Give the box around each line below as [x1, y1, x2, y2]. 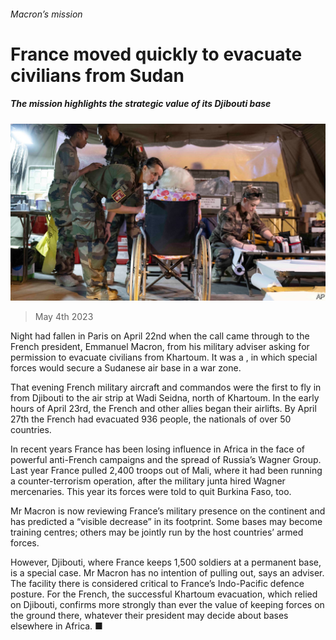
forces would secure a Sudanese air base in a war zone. [10, 362, 242, 374]
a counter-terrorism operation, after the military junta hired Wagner [10, 475, 286, 487]
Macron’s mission [10, 8, 83, 20]
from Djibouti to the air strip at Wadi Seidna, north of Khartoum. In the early [10, 392, 320, 404]
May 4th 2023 [34, 311, 94, 323]
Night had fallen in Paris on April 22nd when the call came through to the [10, 330, 310, 342]
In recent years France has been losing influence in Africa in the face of [10, 443, 306, 455]
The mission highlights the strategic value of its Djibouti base [10, 98, 272, 110]
